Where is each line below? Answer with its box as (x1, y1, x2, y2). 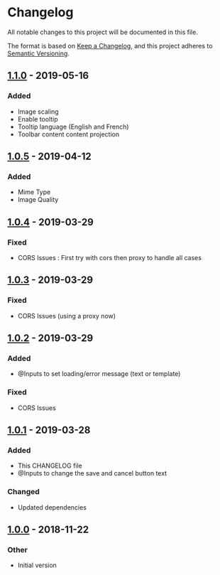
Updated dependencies (17, 503, 87, 512)
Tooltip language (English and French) (17, 122, 129, 131)
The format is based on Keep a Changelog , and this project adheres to (7, 41, 213, 50)
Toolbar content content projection (17, 129, 120, 139)
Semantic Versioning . (7, 49, 70, 58)
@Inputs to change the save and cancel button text (17, 469, 167, 478)
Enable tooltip (17, 114, 58, 123)
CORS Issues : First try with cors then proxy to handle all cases (17, 254, 202, 262)
